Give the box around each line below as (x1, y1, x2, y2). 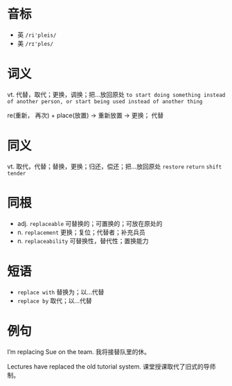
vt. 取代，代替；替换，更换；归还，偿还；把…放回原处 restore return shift (7, 162, 222, 170)
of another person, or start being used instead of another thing (7, 98, 203, 105)
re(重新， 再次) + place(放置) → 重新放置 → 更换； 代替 (7, 111, 164, 119)
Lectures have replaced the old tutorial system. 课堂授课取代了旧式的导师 (7, 362, 216, 371)
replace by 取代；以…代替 (17, 296, 92, 305)
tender (7, 170, 26, 177)
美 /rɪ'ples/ (17, 39, 54, 47)
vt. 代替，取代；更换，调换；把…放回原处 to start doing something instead (7, 90, 226, 98)
